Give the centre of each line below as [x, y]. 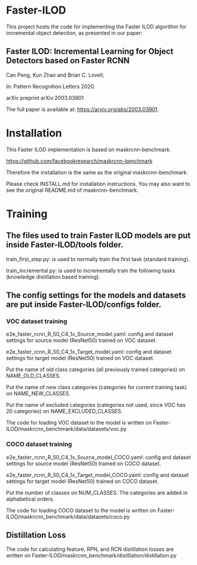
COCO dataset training [39, 445]
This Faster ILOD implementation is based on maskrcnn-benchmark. [89, 149]
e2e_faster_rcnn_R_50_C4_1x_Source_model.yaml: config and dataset [90, 334]
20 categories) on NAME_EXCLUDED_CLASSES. [64, 411]
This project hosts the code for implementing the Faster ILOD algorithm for [96, 27]
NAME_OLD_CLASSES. [34, 376]
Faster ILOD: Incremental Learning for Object [90, 52]
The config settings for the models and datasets [96, 295]
